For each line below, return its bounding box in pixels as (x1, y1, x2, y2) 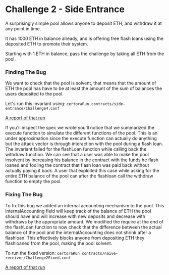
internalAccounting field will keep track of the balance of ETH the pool (5, 208, 151, 214)
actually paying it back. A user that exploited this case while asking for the (5, 168, 160, 174)
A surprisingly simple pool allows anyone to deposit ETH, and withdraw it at (5, 20, 162, 26)
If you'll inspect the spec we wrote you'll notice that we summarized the (5, 125, 155, 131)
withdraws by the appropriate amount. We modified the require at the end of (5, 218, 164, 224)
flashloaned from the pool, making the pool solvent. (5, 240, 112, 246)
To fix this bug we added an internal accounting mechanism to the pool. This (5, 202, 164, 208)
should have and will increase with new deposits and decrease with (5, 213, 145, 219)
